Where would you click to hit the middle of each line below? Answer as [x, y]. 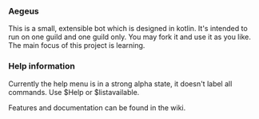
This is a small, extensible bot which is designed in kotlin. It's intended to [128, 29]
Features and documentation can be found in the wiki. [97, 107]
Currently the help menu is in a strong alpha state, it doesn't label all [120, 83]
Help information [42, 66]
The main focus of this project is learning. [77, 46]
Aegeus [24, 11]
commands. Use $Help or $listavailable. [74, 92]
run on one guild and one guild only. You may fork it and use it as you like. [130, 37]
